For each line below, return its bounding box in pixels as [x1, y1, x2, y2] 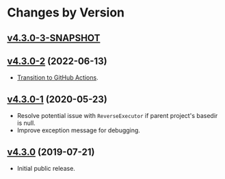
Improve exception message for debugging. [16, 126, 140, 134]
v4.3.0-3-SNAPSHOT [7, 32, 101, 44]
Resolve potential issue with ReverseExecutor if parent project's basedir [16, 112, 218, 120]
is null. [16, 119, 36, 128]
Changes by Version [7, 5, 125, 21]
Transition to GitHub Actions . [16, 73, 98, 82]
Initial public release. [16, 165, 75, 173]
